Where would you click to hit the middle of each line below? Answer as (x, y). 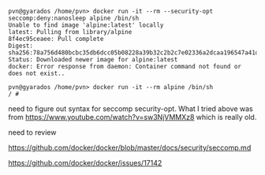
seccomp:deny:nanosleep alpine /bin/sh (74, 18)
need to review (32, 132)
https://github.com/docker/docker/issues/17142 (85, 163)
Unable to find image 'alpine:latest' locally (86, 25)
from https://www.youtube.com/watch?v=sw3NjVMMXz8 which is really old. (132, 117)
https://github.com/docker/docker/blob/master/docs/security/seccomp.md (130, 147)
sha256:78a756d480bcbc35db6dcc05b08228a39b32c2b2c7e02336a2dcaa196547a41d (134, 53)
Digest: (21, 46)
